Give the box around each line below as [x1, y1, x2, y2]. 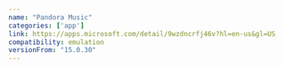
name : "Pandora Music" [8, 12, 93, 22]
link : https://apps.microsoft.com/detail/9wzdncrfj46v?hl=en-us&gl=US [8, 29, 276, 38]
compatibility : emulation [8, 37, 104, 47]
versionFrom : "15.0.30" [8, 46, 97, 55]
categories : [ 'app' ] [8, 21, 85, 30]
